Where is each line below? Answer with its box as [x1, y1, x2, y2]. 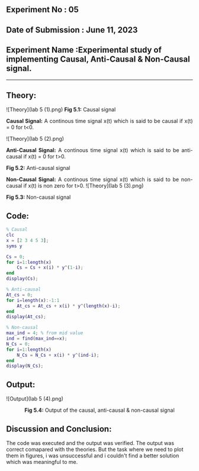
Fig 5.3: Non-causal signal [6, 193, 71, 201]
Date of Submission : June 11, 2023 [6, 25, 138, 35]
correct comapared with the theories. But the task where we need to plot [6, 446, 184, 453]
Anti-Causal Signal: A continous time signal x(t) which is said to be [6, 147, 179, 154]
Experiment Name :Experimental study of [6, 45, 162, 55]
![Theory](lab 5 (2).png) [6, 136, 64, 143]
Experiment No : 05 [6, 5, 79, 15]
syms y [6, 243, 23, 249]
